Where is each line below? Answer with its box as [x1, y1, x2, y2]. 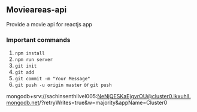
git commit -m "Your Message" [14, 76, 91, 82]
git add [14, 69, 34, 75]
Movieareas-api [6, 5, 67, 15]
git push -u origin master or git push [14, 81, 112, 89]
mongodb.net [6, 99, 40, 107]
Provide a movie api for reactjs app [6, 20, 93, 28]
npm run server [14, 57, 53, 63]
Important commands [6, 35, 71, 44]
